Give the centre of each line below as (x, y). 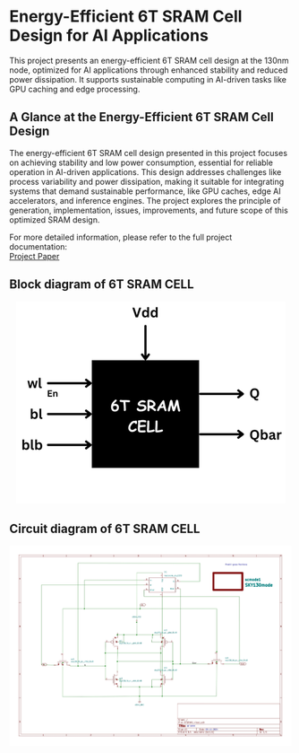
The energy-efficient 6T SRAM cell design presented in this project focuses (149, 153)
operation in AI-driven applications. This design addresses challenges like (145, 171)
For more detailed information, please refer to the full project (121, 237)
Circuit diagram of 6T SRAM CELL (105, 528)
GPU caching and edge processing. (75, 89)
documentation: (38, 246)
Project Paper (34, 256)
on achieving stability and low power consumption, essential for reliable (141, 162)
